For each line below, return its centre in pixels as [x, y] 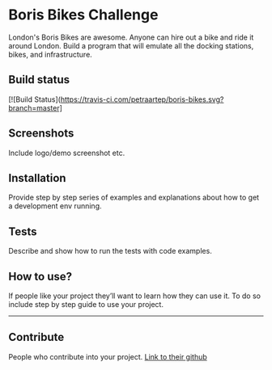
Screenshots [41, 134]
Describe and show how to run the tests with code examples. [110, 251]
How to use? [40, 276]
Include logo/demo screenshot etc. [67, 153]
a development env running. [55, 206]
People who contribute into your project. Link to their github [108, 356]
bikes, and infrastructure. [51, 54]
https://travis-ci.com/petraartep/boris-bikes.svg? [142, 99]
